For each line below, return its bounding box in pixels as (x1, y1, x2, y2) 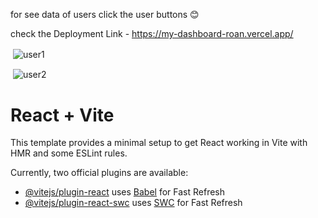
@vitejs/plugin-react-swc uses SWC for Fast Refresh (24, 197, 243, 209)
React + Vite (10, 104, 115, 126)
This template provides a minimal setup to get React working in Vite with (10, 137, 308, 149)
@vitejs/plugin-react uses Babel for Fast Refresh (24, 186, 226, 198)
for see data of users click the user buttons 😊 (10, 9, 200, 20)
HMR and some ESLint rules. (10, 147, 128, 159)
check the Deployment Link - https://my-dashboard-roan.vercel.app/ (10, 28, 294, 39)
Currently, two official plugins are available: (10, 167, 189, 179)
